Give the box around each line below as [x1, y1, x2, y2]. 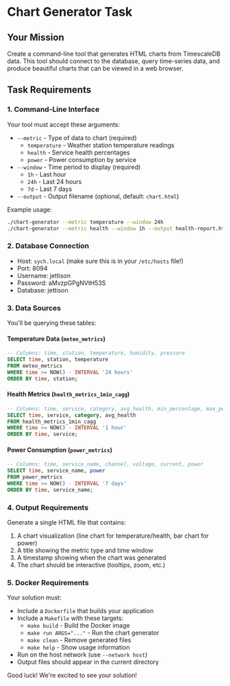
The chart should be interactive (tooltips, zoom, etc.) [16, 561, 166, 569]
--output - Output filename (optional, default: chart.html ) [16, 192, 179, 200]
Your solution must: [7, 593, 62, 602]
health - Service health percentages [27, 148, 130, 157]
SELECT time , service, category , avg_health [7, 411, 136, 419]
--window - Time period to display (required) [16, 163, 141, 171]
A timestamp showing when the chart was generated [16, 553, 166, 562]
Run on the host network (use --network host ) [16, 650, 148, 659]
